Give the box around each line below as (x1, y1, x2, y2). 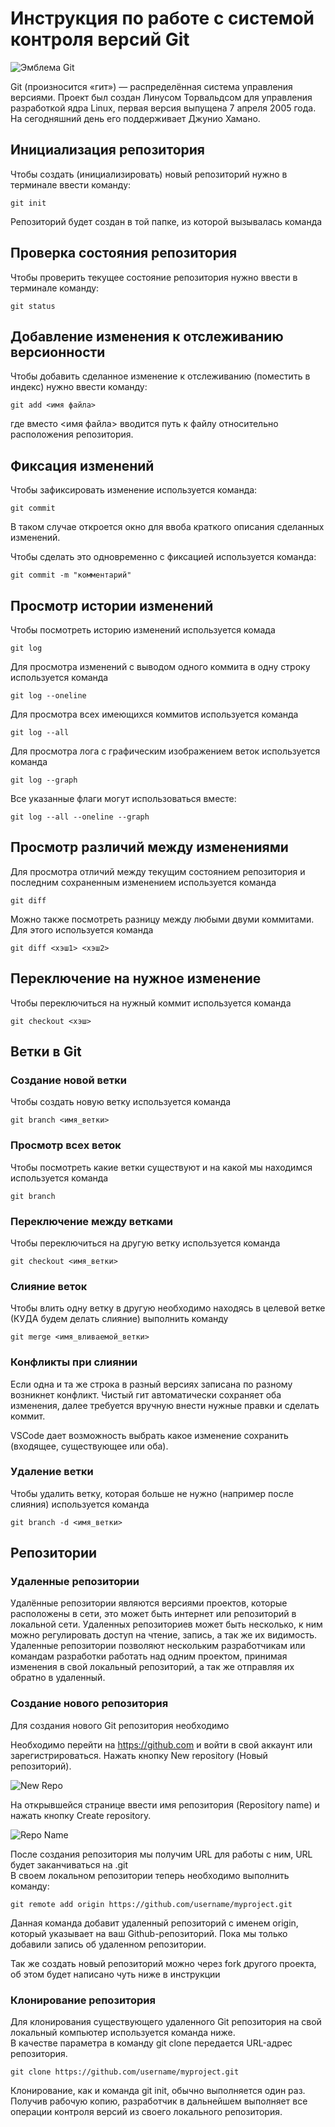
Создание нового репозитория (10, 1697, 169, 1711)
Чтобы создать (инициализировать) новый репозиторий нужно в (10, 168, 288, 180)
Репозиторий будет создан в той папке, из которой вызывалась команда (10, 215, 323, 227)
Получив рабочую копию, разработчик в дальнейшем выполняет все (10, 2095, 308, 2107)
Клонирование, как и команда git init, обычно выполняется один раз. (10, 2085, 306, 2097)
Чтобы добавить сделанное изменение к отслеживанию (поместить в (10, 370, 311, 382)
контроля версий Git (10, 28, 190, 51)
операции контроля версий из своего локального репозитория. (10, 2106, 283, 2118)
